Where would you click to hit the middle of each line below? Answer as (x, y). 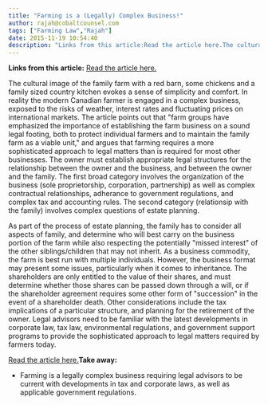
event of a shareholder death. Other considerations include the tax (118, 302)
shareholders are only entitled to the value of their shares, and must (120, 277)
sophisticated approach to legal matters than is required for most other (124, 151)
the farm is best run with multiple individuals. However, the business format (132, 260)
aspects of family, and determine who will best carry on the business (122, 234)
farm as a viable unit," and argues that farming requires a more (111, 143)
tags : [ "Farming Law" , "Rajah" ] (60, 30)
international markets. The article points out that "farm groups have (119, 117)
